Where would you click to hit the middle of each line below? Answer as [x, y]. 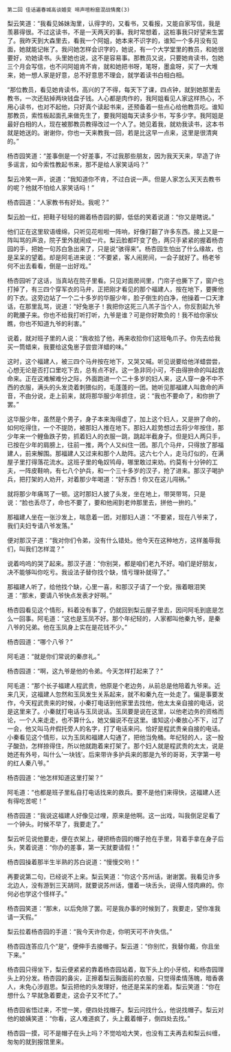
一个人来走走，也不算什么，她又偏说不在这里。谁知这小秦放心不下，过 [118, 720]
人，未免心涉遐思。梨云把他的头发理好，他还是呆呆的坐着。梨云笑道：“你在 [114, 987]
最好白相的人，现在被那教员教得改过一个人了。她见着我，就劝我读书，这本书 [115, 124]
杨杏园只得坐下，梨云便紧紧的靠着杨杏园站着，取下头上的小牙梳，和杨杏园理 [115, 969]
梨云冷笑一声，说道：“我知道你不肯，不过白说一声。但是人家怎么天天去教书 [114, 179]
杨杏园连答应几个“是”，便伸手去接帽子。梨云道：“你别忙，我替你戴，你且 [111, 946]
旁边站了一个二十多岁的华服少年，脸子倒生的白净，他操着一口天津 [130, 298]
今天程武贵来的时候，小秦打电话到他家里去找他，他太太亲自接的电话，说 [121, 703]
